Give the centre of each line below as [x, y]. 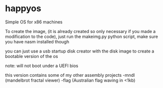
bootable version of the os [32, 56]
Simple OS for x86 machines [34, 22]
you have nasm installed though [37, 41]
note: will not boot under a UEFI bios [42, 66]
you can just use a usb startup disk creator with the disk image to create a [80, 51]
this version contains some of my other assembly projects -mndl [70, 75]
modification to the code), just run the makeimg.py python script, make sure [81, 36]
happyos [23, 9]
